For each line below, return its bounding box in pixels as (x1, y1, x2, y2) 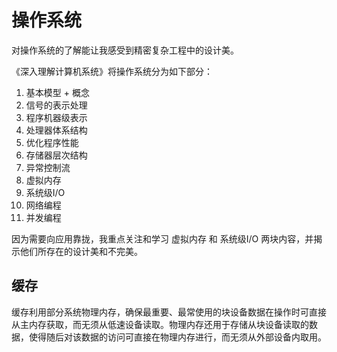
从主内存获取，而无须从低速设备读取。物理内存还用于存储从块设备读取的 (11, 318, 309, 330)
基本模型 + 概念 (25, 86, 90, 98)
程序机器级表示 (25, 111, 88, 123)
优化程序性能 (25, 136, 79, 148)
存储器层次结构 (25, 149, 88, 161)
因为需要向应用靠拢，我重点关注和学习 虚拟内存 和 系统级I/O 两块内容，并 (11, 232, 314, 245)
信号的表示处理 (25, 99, 88, 111)
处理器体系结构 (25, 124, 88, 136)
